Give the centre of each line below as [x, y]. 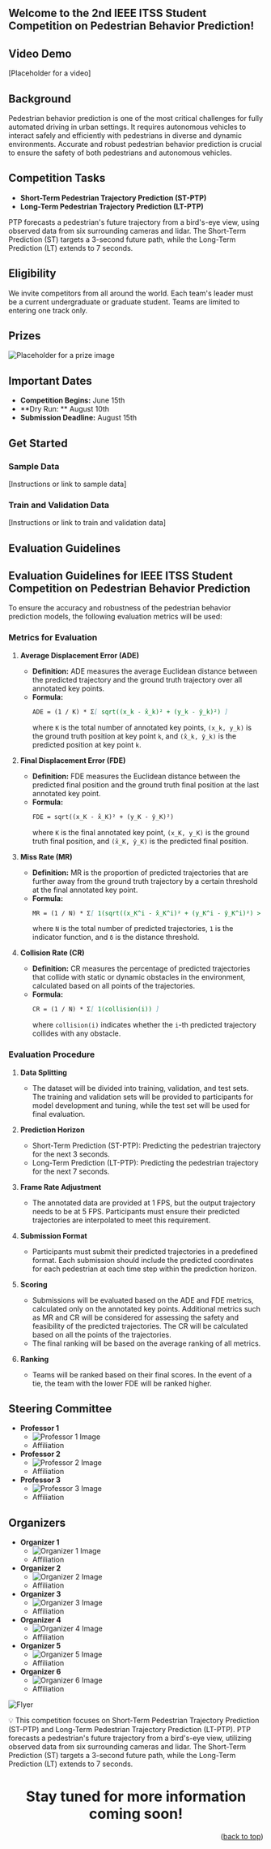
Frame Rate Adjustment [61, 1187]
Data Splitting [43, 1072]
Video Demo [40, 53]
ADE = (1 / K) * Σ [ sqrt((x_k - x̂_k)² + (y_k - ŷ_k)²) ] [130, 712]
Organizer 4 [40, 1620]
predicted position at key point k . [87, 744]
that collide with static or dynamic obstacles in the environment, [139, 977]
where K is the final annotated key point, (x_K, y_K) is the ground [141, 832]
